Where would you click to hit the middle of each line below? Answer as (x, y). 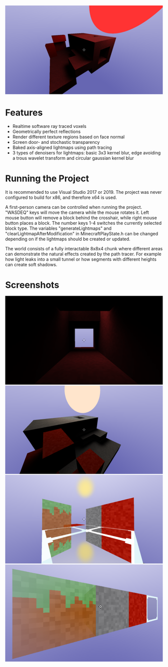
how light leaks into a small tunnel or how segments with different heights (81, 259)
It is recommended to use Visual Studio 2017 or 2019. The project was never (83, 192)
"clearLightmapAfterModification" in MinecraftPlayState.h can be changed (82, 234)
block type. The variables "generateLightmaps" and (58, 228)
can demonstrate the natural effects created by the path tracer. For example (83, 254)
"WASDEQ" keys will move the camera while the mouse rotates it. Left (77, 212)
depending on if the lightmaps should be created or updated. (68, 239)
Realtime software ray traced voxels (49, 126)
